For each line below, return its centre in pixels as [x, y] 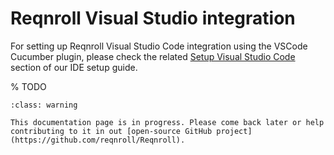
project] [234, 131]
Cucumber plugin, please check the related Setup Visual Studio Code [153, 56]
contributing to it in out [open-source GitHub [111, 131]
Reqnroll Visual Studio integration [153, 18]
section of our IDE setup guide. [74, 67]
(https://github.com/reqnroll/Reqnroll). [98, 140]
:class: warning [44, 105]
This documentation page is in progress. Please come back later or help [167, 122]
